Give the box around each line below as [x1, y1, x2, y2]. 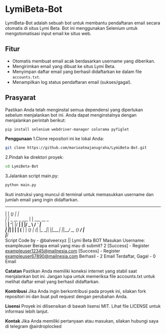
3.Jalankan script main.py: [5, 173, 59, 179]
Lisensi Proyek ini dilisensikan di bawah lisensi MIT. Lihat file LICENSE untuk [5, 303, 161, 309]
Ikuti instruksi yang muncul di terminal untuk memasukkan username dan [5, 192, 154, 198]
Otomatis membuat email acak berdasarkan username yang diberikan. [12, 58, 156, 64]
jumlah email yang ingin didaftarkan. [5, 197, 79, 203]
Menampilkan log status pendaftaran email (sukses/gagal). [12, 79, 132, 85]
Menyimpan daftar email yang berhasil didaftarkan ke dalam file [12, 68, 142, 74]
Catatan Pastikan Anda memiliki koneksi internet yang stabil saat [5, 268, 137, 274]
